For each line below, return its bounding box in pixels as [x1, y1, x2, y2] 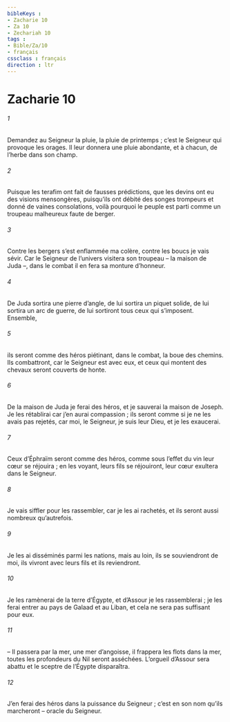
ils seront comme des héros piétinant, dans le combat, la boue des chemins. [7, 350, 224, 359]
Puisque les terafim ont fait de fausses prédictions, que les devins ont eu [7, 188, 214, 196]
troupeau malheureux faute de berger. [7, 210, 115, 218]
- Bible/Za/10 [7, 42, 48, 49]
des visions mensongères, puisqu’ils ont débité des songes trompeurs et [7, 195, 214, 204]
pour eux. [7, 610, 35, 618]
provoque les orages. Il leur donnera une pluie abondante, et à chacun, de [7, 143, 218, 152]
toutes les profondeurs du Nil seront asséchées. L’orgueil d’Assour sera [7, 655, 210, 663]
